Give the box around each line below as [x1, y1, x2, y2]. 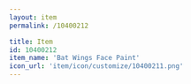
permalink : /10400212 [9, 21, 89, 30]
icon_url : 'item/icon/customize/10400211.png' [9, 62, 184, 71]
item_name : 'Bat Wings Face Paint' [9, 54, 141, 63]
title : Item [9, 37, 53, 46]
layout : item [9, 12, 57, 22]
